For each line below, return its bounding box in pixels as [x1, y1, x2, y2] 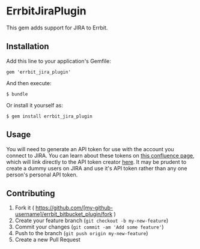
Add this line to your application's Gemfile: [6, 57, 111, 64]
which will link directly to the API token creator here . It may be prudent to [6, 158, 187, 166]
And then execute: [6, 79, 52, 86]
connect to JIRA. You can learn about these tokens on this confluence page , [6, 152, 195, 159]
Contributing [6, 188, 55, 199]
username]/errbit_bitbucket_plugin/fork [14, 211, 113, 218]
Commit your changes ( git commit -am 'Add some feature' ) [14, 223, 164, 230]
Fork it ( [14, 204, 35, 211]
